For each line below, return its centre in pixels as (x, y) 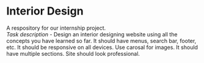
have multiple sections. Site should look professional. (73, 53)
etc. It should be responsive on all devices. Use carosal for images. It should (102, 47)
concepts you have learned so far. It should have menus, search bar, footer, (101, 41)
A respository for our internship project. (56, 28)
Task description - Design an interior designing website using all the (92, 34)
